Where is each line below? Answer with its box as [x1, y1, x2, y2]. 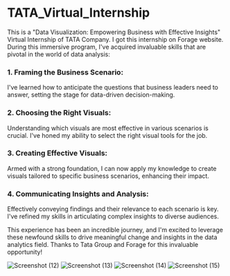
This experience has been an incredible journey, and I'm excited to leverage [7, 226, 224, 234]
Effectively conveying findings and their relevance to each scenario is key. [7, 205, 219, 213]
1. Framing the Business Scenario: [7, 67, 123, 77]
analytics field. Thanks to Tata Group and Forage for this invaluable [7, 241, 199, 249]
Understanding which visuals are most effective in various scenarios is [7, 124, 209, 132]
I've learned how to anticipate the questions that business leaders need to [7, 83, 218, 92]
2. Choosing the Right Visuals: [7, 108, 112, 117]
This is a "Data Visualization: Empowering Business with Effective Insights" [7, 28, 221, 36]
